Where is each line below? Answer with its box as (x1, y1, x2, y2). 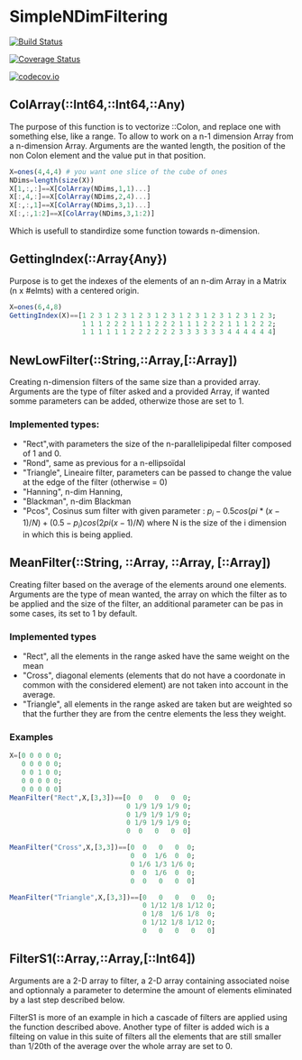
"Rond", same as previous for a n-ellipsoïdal (22, 458, 187, 469)
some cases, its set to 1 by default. (9, 608, 138, 618)
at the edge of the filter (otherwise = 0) (22, 477, 169, 488)
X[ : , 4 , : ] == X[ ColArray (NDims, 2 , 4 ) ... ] (9, 192, 151, 202)
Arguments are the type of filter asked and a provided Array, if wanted (9, 386, 270, 397)
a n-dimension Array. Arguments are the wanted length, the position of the (9, 140, 286, 151)
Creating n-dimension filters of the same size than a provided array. (9, 377, 261, 388)
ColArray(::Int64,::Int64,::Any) (9, 97, 186, 113)
